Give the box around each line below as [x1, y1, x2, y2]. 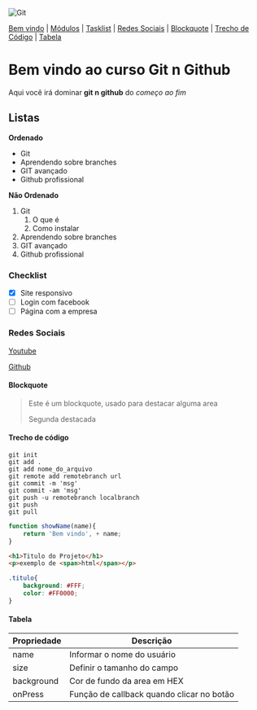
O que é [32, 214, 59, 224]
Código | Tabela [8, 33, 62, 42]
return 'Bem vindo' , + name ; [23, 529, 122, 537]
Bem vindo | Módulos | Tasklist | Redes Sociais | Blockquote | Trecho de [8, 24, 250, 33]
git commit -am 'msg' [8, 486, 82, 494]
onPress [12, 689, 45, 700]
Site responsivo [20, 288, 73, 298]
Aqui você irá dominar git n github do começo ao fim [8, 87, 187, 97]
